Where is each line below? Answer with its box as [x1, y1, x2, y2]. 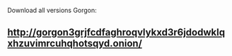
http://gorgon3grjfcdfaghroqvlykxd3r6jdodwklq [7, 26, 225, 38]
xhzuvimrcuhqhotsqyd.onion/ [7, 38, 143, 50]
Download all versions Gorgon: [7, 6, 97, 14]
